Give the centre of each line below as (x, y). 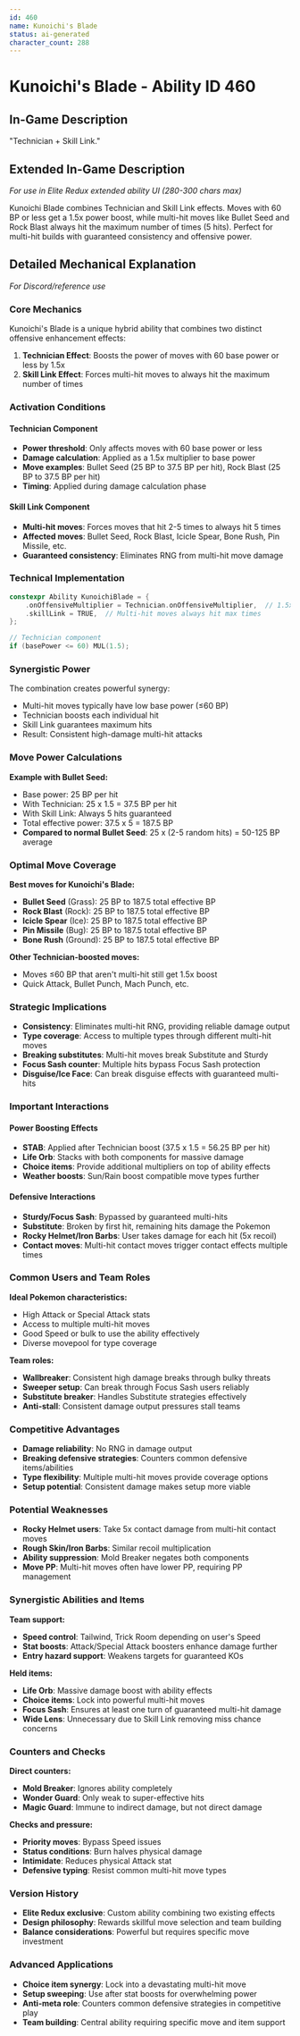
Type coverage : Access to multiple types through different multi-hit (146, 1036)
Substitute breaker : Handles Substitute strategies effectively (134, 1396)
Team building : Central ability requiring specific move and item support (154, 2022)
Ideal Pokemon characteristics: (68, 1297)
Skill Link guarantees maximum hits (87, 725)
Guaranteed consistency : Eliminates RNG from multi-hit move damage (153, 555)
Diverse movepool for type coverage (90, 1342)
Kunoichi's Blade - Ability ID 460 (133, 87)
